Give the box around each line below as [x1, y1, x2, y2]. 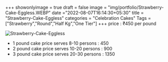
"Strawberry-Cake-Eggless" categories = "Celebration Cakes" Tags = [5, 15, 151, 21]
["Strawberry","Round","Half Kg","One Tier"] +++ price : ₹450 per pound [5, 20, 156, 26]
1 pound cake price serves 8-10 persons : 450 [12, 40, 109, 46]
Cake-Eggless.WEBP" [5, 10, 51, 16]
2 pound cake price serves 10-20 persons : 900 [12, 46, 113, 51]
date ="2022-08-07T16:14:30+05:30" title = [51, 10, 144, 16]
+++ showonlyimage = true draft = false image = [5, 5, 107, 10]
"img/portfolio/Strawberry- [108, 5, 164, 10]
